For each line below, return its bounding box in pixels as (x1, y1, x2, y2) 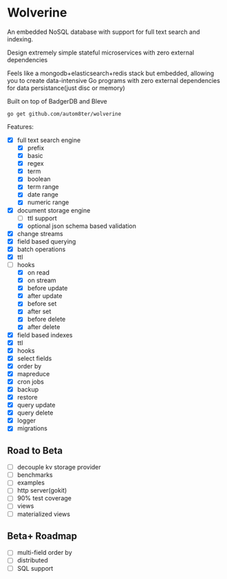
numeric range (27, 198, 69, 206)
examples (17, 478, 45, 487)
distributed (17, 556, 48, 565)
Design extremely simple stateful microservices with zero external (7, 48, 195, 57)
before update (27, 284, 68, 293)
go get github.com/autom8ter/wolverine (7, 110, 122, 117)
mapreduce (17, 369, 50, 377)
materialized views (17, 509, 71, 518)
